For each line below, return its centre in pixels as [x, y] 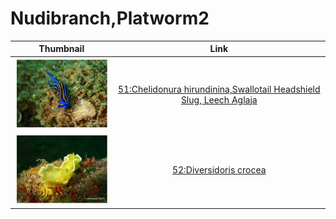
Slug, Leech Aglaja [219, 99]
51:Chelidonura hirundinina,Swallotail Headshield [219, 89]
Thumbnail [61, 49]
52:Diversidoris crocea [219, 170]
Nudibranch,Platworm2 [110, 18]
